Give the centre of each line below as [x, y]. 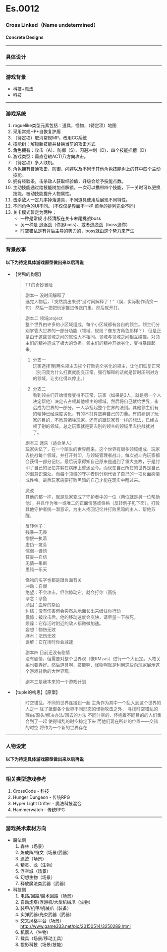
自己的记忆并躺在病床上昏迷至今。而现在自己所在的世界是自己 [97, 468]
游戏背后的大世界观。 [51, 671]
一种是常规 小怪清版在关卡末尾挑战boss [60, 218]
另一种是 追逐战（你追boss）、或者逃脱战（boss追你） [75, 225]
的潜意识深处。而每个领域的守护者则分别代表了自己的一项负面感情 [92, 474]
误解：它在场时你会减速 [49, 642]
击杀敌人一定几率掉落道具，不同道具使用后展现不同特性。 [71, 200]
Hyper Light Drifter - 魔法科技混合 [47, 803]
